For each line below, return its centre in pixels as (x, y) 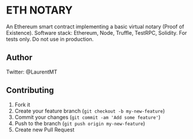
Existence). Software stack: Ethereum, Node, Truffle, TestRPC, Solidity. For (96, 32)
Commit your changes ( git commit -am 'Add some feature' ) (87, 117)
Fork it (22, 104)
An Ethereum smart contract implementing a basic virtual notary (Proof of (95, 27)
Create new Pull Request (44, 130)
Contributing (30, 90)
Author (19, 57)
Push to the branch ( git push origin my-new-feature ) (80, 123)
